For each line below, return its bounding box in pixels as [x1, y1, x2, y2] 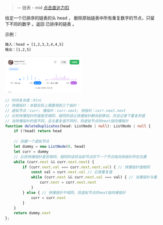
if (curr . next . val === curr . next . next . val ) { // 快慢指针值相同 [22, 165, 150, 170]
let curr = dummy [14, 149, 49, 154]
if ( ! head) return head [14, 129, 62, 134]
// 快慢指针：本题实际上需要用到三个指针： [5, 103, 81, 108]
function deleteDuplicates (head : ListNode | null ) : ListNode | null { [5, 123, 151, 128]
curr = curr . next [31, 195, 66, 200]
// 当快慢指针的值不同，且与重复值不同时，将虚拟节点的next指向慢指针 [5, 119, 129, 123]
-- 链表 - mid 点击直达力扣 [16, 5, 69, 10]
